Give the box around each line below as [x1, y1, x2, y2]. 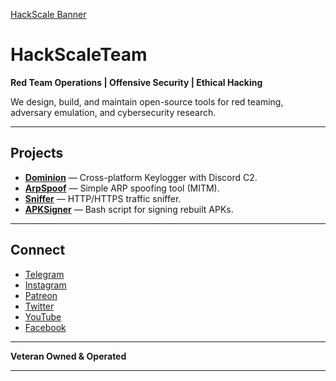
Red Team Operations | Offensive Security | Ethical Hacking [10, 76, 263, 88]
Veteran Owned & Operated [10, 350, 127, 362]
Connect [10, 242, 66, 259]
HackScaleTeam [10, 44, 148, 66]
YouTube [24, 310, 62, 323]
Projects [10, 145, 64, 162]
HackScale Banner [10, 9, 87, 20]
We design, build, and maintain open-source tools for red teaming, [10, 95, 284, 108]
